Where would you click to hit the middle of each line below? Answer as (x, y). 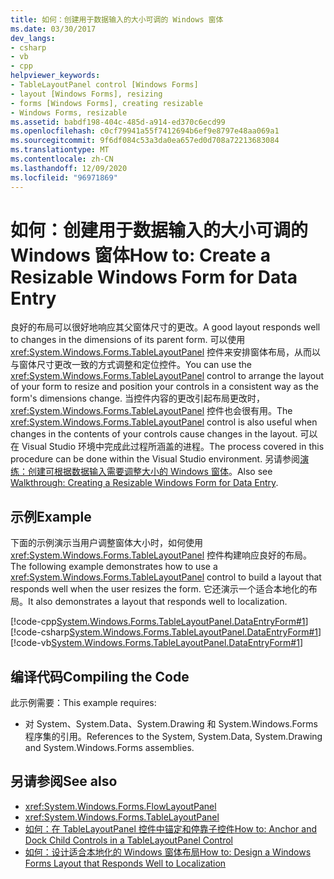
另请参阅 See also (64, 781)
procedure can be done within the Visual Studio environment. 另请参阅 (155, 459)
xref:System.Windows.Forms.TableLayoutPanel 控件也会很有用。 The (151, 411)
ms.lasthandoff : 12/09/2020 (69, 168)
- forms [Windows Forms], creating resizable (106, 103)
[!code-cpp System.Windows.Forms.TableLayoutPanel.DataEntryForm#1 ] (159, 622)
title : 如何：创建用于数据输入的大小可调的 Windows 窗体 (117, 19)
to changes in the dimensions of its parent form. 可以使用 (128, 340)
